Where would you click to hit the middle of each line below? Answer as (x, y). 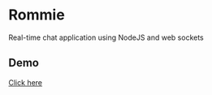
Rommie (37, 15)
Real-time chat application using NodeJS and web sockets (106, 37)
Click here (26, 82)
